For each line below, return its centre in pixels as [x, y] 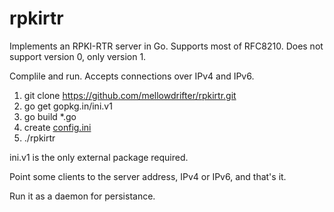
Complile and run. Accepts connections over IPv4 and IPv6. [132, 76]
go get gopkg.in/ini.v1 [68, 106]
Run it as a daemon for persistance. [82, 196]
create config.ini [57, 127]
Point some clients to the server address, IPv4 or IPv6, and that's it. [148, 176]
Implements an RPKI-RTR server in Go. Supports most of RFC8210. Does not [166, 46]
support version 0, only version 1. [78, 56]
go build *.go [50, 116]
